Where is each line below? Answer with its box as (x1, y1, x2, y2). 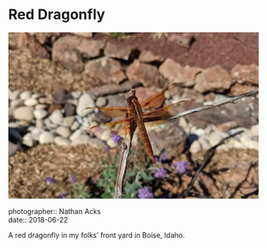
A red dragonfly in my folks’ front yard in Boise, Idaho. (8, 230, 185, 239)
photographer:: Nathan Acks (8, 206, 102, 216)
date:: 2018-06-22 (8, 215, 68, 224)
